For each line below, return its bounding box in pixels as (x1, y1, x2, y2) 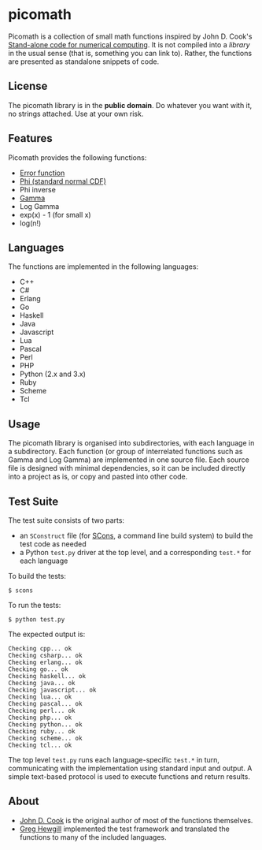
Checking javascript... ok (8, 686, 97, 694)
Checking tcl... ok (8, 741, 72, 749)
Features (8, 132, 53, 145)
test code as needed (19, 539, 87, 549)
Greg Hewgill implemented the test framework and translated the (19, 824, 230, 833)
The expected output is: (8, 629, 86, 639)
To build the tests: (8, 572, 67, 580)
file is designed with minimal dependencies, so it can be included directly (8, 464, 246, 473)
